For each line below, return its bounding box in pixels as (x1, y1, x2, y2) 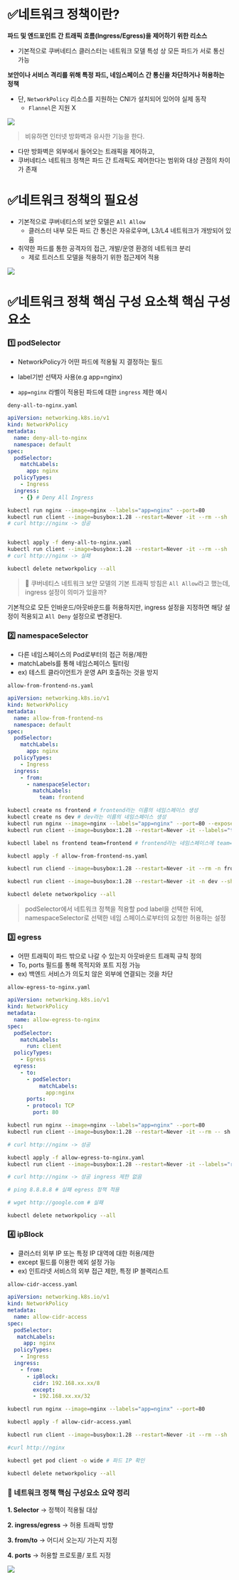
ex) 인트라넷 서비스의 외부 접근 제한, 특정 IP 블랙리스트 (17, 1267, 169, 1275)
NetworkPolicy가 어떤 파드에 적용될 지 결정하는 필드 (17, 357, 164, 367)
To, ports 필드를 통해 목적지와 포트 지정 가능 (17, 961, 141, 969)
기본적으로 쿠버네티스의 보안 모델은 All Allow (17, 217, 146, 226)
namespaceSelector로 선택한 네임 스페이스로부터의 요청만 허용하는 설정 (24, 914, 226, 922)
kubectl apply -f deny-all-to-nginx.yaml (7, 539, 132, 547)
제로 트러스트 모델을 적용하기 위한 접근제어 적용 (28, 253, 160, 261)
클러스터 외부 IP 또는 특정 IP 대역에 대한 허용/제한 (17, 1249, 155, 1258)
